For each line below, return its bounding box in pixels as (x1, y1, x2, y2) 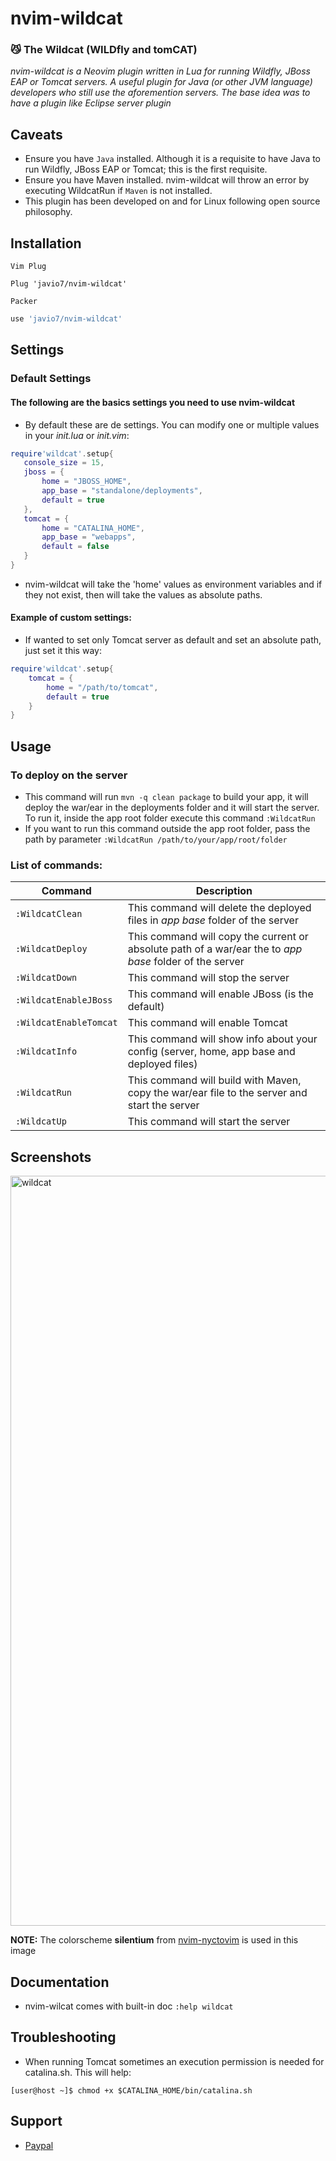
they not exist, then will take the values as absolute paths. (24, 588, 263, 601)
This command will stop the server (127, 971, 290, 985)
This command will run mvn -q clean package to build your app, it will (24, 791, 309, 803)
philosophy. (24, 206, 73, 218)
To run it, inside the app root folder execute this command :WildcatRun (24, 812, 316, 824)
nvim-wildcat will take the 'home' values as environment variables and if (24, 578, 323, 590)
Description (195, 884, 253, 898)
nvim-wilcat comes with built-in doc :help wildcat (24, 2000, 234, 2012)
